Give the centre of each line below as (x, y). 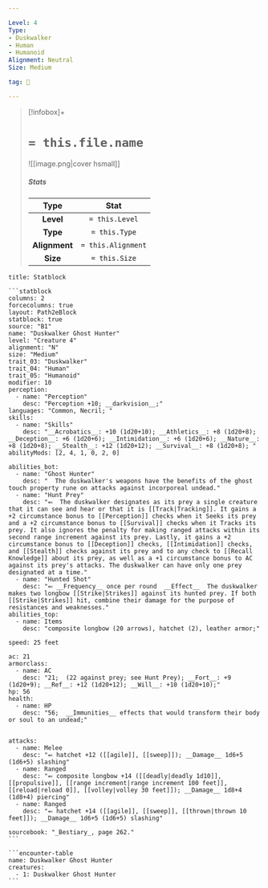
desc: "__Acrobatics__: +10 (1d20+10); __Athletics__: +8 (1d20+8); (140, 432)
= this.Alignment (114, 245)
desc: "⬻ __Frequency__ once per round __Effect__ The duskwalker (140, 586)
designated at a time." (48, 572)
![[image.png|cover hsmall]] (74, 163)
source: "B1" (30, 326)
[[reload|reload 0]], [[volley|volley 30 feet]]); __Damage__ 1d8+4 (125, 790)
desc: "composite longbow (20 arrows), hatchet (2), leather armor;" (142, 628)
